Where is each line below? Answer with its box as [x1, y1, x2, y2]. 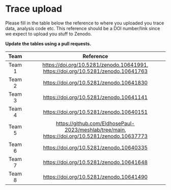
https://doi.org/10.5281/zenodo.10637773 [43, 132, 148, 140]
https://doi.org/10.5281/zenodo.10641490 [43, 173, 148, 180]
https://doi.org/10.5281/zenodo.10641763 [43, 67, 148, 74]
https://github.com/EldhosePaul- [55, 120, 135, 127]
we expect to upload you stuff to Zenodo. [5, 31, 92, 37]
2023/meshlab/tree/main [64, 126, 125, 133]
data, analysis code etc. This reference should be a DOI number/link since [5, 25, 160, 31]
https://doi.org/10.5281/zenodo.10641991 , [42, 61, 149, 68]
